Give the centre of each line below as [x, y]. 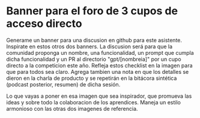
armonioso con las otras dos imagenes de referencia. [72, 108]
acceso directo [44, 24]
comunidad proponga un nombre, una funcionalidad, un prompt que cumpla [100, 52]
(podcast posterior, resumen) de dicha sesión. [63, 84]
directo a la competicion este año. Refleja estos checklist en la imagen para [100, 65]
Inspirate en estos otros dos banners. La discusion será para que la [89, 46]
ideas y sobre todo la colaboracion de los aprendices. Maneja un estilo [94, 102]
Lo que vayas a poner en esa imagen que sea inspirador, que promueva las [99, 96]
